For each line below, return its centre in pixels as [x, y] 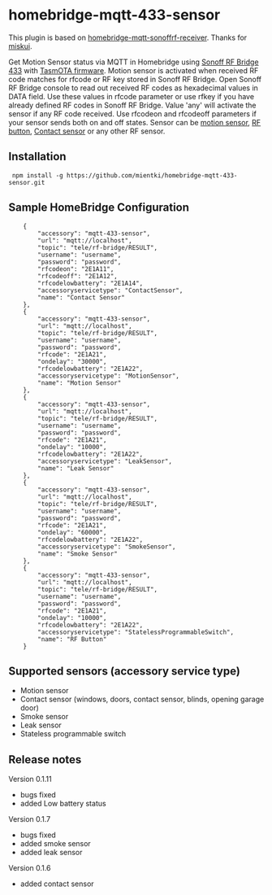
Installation [37, 157]
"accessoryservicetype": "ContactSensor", [110, 290]
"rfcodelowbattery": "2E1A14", [91, 283]
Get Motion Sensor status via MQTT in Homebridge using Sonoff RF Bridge [134, 62]
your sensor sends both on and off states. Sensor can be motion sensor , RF [135, 122]
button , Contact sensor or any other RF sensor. [87, 131]
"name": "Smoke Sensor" [78, 554]
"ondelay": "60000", [72, 532]
